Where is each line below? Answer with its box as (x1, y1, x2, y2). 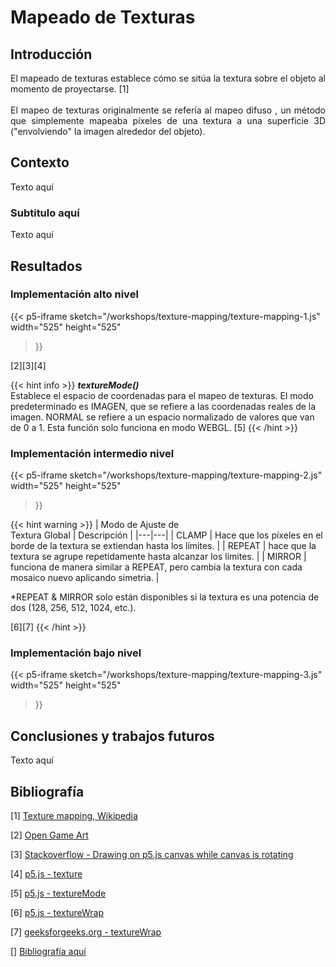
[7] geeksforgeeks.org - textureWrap (10, 926, 162, 938)
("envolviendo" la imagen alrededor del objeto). (10, 126, 206, 137)
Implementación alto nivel (10, 287, 139, 301)
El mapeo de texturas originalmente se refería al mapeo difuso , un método (10, 104, 326, 116)
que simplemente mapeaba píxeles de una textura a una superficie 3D (10, 115, 326, 126)
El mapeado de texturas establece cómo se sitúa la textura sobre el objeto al (10, 72, 326, 84)
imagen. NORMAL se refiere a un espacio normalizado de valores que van (10, 411, 315, 423)
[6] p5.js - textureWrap (10, 907, 105, 919)
